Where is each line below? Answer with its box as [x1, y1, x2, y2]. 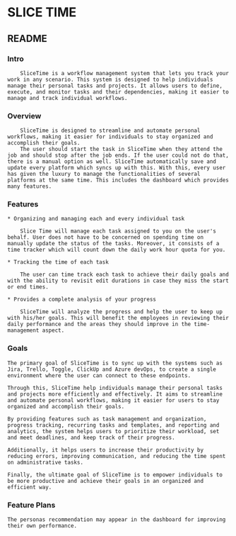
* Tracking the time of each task [7, 259, 110, 266]
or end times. [7, 284, 49, 291]
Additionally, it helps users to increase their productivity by [7, 446, 203, 454]
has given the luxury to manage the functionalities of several [7, 171, 201, 178]
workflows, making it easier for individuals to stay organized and [7, 133, 213, 140]
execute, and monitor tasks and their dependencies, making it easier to [7, 88, 230, 96]
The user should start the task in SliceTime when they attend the [20, 146, 223, 153]
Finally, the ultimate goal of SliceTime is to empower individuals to [7, 471, 223, 479]
